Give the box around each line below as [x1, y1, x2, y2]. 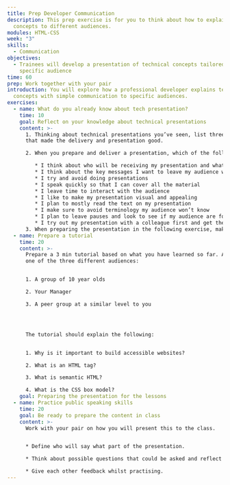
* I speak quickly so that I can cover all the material [34, 181, 201, 188]
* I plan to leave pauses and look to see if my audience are [34, 213, 216, 220]
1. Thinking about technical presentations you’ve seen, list [25, 131, 207, 138]
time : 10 [19, 112, 44, 119]
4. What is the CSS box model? [25, 386, 115, 394]
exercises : [7, 99, 38, 106]
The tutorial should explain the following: [25, 331, 155, 338]
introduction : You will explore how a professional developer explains [7, 86, 216, 93]
